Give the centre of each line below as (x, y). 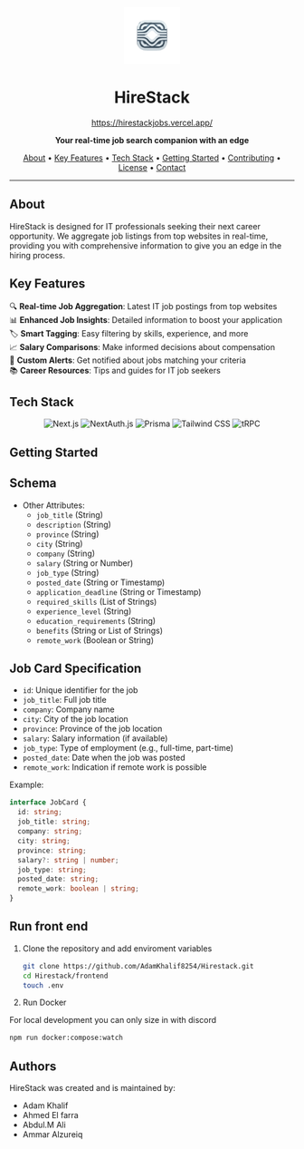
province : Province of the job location (92, 729)
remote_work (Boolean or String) (95, 640)
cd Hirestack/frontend (65, 976)
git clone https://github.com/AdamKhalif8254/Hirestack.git (138, 966)
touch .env (43, 985)
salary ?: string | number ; (68, 860)
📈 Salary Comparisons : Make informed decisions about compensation (142, 346)
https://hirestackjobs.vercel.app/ (152, 122)
